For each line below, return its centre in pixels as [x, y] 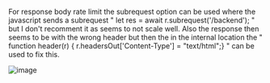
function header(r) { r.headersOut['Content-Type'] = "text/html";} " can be [131, 46]
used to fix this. [34, 54]
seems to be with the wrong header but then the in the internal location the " [135, 37]
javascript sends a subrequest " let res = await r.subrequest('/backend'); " [132, 20]
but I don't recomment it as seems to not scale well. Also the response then [134, 29]
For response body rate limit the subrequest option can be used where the [132, 12]
